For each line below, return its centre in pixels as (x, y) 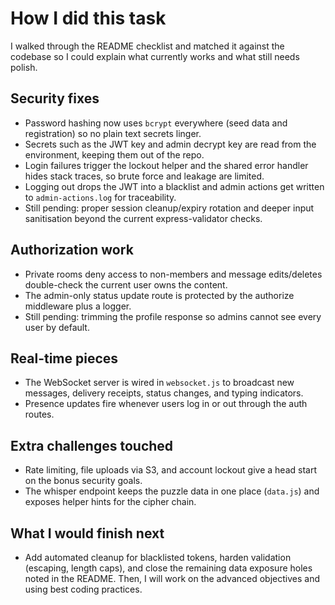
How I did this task (88, 18)
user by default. (57, 327)
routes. (39, 414)
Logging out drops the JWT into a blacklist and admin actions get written (174, 186)
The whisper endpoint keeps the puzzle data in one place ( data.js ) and (172, 491)
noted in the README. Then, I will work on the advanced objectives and (172, 578)
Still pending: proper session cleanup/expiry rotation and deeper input (169, 208)
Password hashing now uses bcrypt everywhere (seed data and (156, 123)
